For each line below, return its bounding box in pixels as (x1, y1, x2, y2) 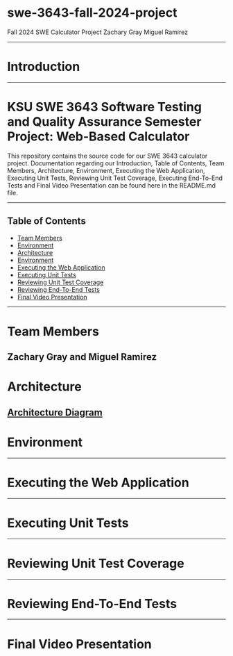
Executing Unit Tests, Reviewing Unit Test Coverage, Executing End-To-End (7, 174, 223, 182)
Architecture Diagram (7, 407, 103, 418)
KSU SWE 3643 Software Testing (7, 99, 202, 115)
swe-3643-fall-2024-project (7, 5, 178, 21)
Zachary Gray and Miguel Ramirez (7, 351, 157, 363)
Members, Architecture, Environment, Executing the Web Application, (7, 166, 206, 174)
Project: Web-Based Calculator (7, 129, 190, 145)
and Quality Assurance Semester (7, 114, 202, 130)
